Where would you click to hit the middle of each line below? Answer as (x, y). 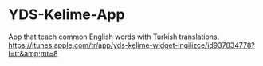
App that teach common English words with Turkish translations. (114, 37)
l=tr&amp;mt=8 (33, 53)
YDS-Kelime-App (67, 15)
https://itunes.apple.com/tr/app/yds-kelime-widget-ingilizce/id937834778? (131, 45)
